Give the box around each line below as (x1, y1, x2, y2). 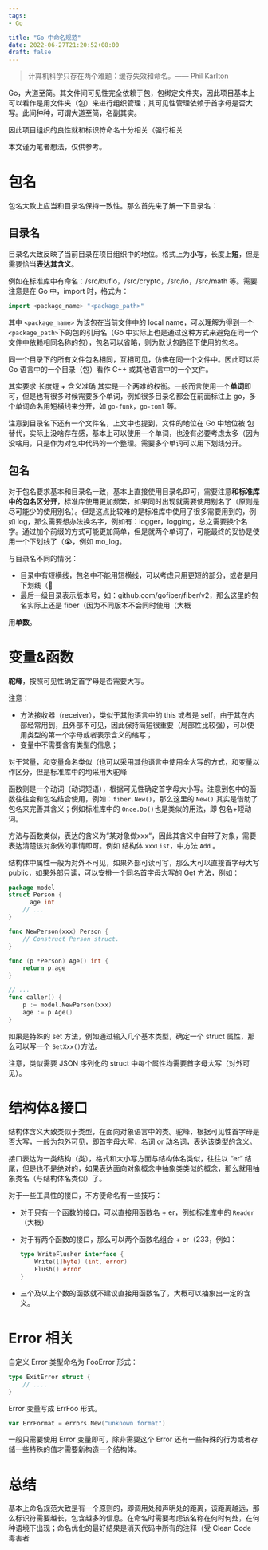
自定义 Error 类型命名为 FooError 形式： (8, 1357, 138, 1366)
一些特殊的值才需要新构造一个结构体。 (14, 1445, 141, 1454)
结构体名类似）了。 (42, 1174, 106, 1184)
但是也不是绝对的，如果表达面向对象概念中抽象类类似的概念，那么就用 (22, 1164, 253, 1173)
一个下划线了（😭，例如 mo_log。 (14, 536, 127, 546)
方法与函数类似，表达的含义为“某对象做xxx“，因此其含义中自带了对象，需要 (8, 831, 257, 840)
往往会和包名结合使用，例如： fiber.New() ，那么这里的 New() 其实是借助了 (14, 793, 258, 803)
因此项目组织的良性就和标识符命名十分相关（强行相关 (8, 125, 183, 135)
